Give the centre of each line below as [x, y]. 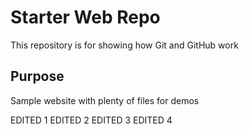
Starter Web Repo [85, 17]
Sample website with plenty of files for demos [105, 100]
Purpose [37, 76]
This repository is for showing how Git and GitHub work [124, 45]
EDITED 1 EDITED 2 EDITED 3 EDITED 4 [91, 120]
